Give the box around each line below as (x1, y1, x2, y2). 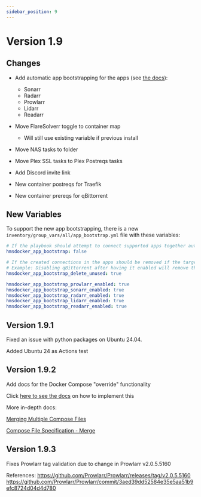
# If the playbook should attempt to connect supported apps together (6, 243, 186, 249)
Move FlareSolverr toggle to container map (14, 122, 121, 130)
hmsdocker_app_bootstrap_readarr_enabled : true (6, 303, 127, 309)
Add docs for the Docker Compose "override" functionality (6, 381, 151, 388)
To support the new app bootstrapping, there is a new (6, 225, 139, 232)
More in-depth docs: (6, 404, 57, 411)
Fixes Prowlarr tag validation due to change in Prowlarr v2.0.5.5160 (6, 460, 172, 467)
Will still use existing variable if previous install (23, 134, 139, 141)
